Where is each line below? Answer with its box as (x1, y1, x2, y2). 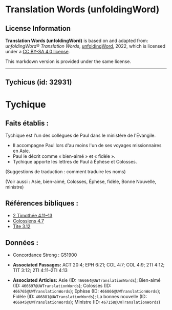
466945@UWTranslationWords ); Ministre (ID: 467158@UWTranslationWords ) (12, 299, 160, 305)
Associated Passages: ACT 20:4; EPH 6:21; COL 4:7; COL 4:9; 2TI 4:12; (12, 262, 165, 268)
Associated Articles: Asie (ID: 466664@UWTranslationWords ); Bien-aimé (12, 277, 161, 283)
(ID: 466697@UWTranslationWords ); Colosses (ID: (12, 283, 112, 289)
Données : (5, 238, 38, 247)
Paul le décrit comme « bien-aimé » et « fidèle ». (12, 153, 116, 159)
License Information (5, 24, 71, 33)
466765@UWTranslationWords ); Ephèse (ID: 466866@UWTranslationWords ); (12, 288, 161, 294)
